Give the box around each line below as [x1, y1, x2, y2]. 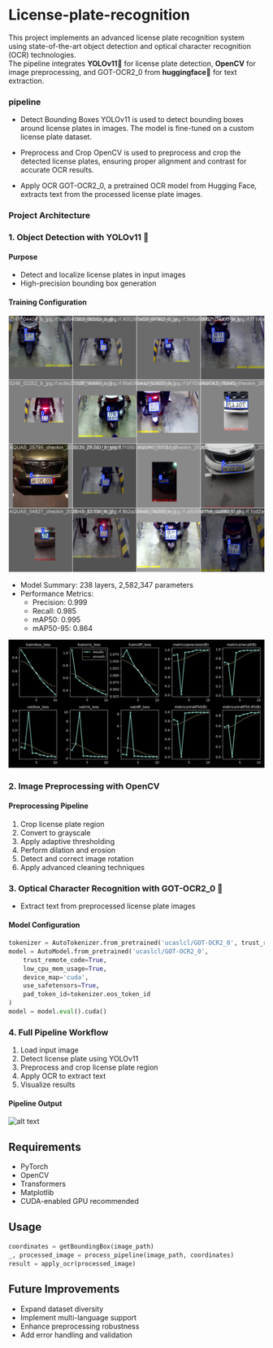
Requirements [8, 1140, 81, 1153]
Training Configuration [8, 297, 87, 307]
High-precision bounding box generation [19, 278, 157, 288]
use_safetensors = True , [23, 982, 100, 990]
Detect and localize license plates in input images [19, 270, 186, 280]
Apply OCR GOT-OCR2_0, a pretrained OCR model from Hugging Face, [19, 181, 258, 190]
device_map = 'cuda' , [23, 973, 89, 982]
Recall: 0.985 [32, 606, 77, 616]
